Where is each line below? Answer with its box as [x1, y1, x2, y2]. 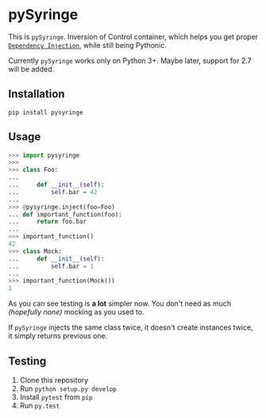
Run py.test [19, 400, 60, 410]
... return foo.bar [8, 217, 87, 226]
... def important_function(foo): [8, 210, 123, 218]
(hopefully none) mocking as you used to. [8, 307, 145, 317]
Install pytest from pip [19, 393, 93, 401]
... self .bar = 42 [8, 188, 98, 196]
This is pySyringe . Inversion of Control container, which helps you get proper [8, 32, 259, 41]
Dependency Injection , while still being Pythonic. [8, 40, 167, 49]
